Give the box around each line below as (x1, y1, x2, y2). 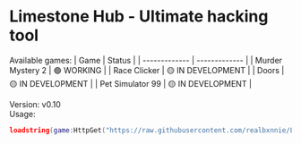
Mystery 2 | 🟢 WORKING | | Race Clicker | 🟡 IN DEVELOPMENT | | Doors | (9, 64, 285, 75)
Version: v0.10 (9, 98, 61, 109)
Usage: (9, 108, 36, 119)
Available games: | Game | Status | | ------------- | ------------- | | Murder (9, 55, 283, 65)
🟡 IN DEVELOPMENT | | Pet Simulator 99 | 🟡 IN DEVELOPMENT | (9, 78, 253, 89)
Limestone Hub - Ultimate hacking (9, 6, 269, 27)
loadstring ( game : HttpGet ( (9, 125, 106, 135)
